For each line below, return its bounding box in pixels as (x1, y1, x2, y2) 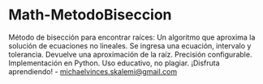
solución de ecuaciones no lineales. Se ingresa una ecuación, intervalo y (8, 40, 252, 50)
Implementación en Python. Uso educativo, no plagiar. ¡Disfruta (8, 58, 221, 68)
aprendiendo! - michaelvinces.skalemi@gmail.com (8, 66, 177, 76)
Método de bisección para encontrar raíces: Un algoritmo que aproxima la (8, 32, 256, 42)
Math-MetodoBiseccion (8, 6, 172, 24)
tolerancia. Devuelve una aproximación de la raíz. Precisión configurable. (8, 49, 252, 59)
